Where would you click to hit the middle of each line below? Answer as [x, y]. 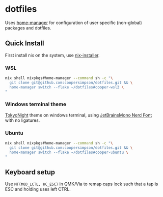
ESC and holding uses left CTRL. [38, 189]
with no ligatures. [23, 120]
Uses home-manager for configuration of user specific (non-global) [74, 23]
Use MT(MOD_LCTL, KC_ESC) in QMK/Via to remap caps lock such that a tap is [81, 184]
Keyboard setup [30, 172]
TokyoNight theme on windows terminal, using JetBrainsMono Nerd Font [79, 115]
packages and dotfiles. [28, 28]
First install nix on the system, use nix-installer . [52, 55]
